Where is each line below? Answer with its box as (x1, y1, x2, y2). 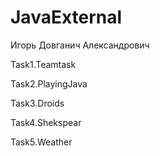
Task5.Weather (10, 136, 73, 148)
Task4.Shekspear (10, 116, 82, 128)
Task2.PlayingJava (10, 77, 88, 90)
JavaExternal (10, 6, 123, 29)
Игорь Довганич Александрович (10, 39, 150, 51)
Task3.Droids (10, 97, 65, 109)
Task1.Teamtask (10, 58, 77, 70)
